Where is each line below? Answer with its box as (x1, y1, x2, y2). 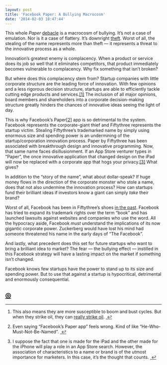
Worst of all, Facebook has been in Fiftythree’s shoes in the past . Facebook (5, 204, 159, 211)
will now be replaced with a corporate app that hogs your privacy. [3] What (5, 159, 158, 165)
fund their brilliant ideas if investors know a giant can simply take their (5, 189, 149, 196)
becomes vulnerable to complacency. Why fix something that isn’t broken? (5, 66, 158, 72)
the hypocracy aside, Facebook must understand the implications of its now (5, 220, 161, 226)
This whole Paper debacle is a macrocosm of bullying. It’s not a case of (5, 30, 152, 36)
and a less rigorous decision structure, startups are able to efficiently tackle (5, 86, 160, 92)
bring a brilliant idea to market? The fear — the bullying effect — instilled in (5, 246, 159, 252)
